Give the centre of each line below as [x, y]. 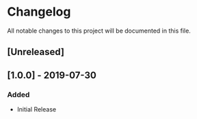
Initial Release [37, 109]
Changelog [39, 12]
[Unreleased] [36, 52]
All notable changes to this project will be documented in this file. [99, 31]
